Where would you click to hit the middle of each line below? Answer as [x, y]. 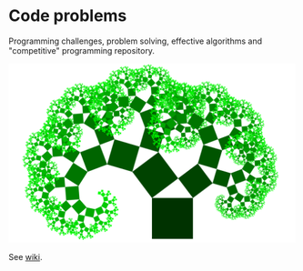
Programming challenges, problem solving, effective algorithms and [136, 41]
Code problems [68, 16]
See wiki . [25, 256]
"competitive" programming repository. [82, 50]
